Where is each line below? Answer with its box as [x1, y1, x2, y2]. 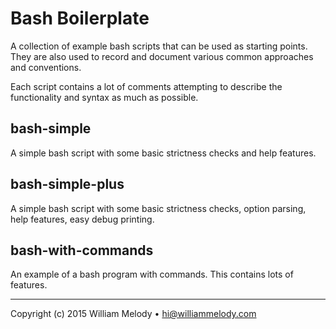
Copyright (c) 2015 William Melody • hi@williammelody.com [10, 308, 257, 320]
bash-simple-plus [10, 176, 125, 193]
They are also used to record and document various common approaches [10, 50, 314, 62]
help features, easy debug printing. [10, 213, 155, 225]
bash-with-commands [10, 242, 154, 259]
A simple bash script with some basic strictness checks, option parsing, [10, 202, 307, 214]
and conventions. [10, 61, 82, 73]
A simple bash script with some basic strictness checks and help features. [10, 147, 317, 159]
